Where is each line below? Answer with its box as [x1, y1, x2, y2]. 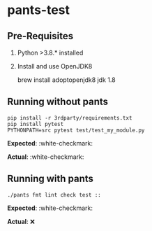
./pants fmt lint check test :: [7, 191, 101, 198]
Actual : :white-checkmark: [7, 153, 84, 161]
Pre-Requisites [7, 30, 74, 42]
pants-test [7, 2, 70, 18]
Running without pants [7, 96, 108, 108]
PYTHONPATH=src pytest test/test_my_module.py [7, 127, 145, 134]
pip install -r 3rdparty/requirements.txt [7, 114, 132, 121]
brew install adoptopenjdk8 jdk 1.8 [17, 76, 116, 84]
